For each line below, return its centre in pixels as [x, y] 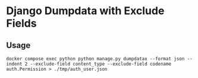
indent [14, 64]
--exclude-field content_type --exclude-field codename [100, 64]
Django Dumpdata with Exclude [85, 11]
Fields [21, 23]
